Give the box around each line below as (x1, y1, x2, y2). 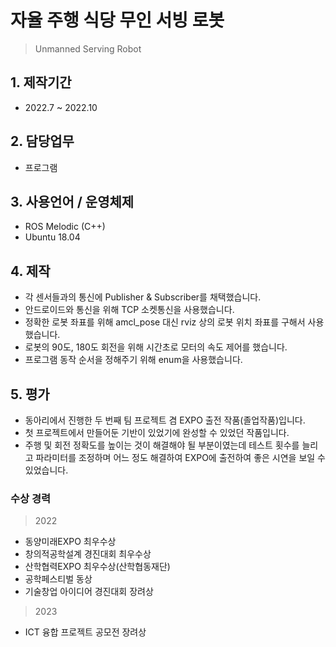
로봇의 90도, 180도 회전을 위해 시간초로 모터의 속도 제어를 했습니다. (24, 341, 288, 353)
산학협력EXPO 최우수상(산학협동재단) (24, 561, 171, 573)
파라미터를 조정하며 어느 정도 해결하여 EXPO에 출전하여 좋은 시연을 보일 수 (35, 452, 326, 463)
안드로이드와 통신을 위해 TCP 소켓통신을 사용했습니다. (24, 304, 235, 316)
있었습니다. (24, 464, 69, 476)
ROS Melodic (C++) (24, 221, 106, 233)
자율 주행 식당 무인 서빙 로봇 (10, 9, 225, 32)
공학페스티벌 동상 (24, 573, 93, 585)
